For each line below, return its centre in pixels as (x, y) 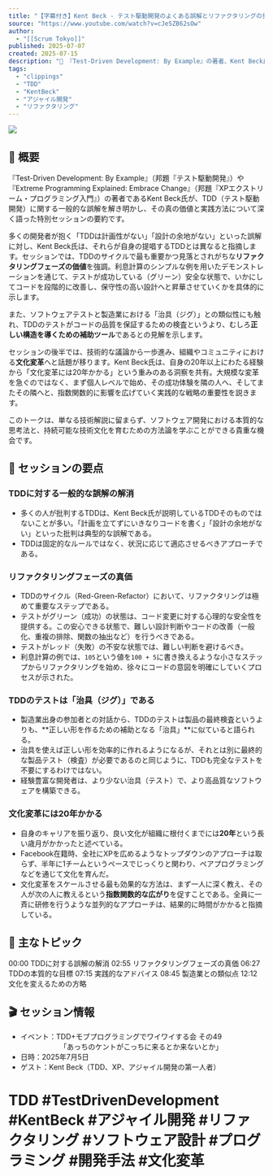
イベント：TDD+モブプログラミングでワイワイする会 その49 (121, 1037)
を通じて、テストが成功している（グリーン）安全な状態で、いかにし (150, 277)
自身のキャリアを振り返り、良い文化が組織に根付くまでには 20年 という (139, 833)
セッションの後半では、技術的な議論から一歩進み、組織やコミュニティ (126, 351)
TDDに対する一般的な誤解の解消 (71, 494)
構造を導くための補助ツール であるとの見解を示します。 (115, 334)
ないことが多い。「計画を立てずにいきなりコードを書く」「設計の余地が (138, 523)
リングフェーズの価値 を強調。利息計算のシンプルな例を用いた (118, 266)
